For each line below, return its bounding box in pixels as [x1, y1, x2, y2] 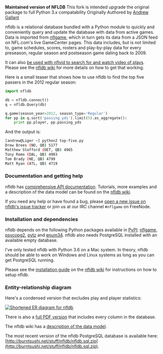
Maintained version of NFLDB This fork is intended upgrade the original [5, 4, 149, 10]
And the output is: [5, 129, 41, 135]
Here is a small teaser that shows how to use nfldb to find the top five [5, 74, 145, 80]
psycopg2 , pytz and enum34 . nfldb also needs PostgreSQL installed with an [5, 232, 157, 238]
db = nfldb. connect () [5, 97, 49, 102]
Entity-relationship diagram [5, 284, 72, 291]
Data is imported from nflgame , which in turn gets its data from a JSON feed [5, 34, 158, 40]
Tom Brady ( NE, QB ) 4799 [5, 156, 55, 161]
